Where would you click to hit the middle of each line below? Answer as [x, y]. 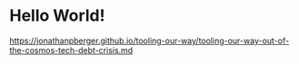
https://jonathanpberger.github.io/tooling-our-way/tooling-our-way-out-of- [149, 41]
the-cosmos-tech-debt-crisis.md [71, 50]
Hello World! [57, 16]
